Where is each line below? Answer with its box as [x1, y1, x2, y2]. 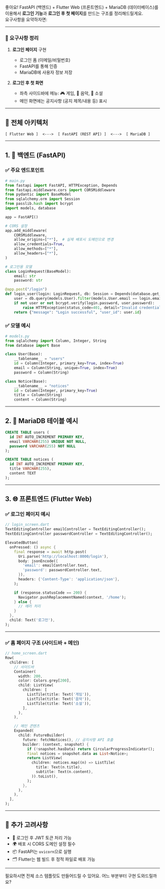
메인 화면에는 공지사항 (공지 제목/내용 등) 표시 [19, 98, 107, 104]
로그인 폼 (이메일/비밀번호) [19, 57, 71, 63]
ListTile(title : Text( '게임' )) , [27, 692, 91, 697]
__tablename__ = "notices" [14, 383, 69, 388]
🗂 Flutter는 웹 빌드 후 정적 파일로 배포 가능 [12, 856, 96, 862]
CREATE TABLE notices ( [5, 457, 54, 462]
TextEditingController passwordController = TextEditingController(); [5, 531, 153, 537]
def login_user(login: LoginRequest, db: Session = [5, 291, 113, 296]
